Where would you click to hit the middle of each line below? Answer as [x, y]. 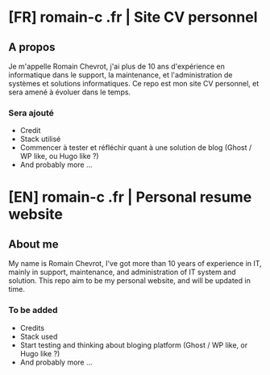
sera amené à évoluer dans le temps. [70, 92]
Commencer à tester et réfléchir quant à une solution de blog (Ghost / [136, 148]
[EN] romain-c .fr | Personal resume [130, 197]
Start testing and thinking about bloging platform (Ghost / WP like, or [134, 345]
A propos [32, 47]
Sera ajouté [31, 113]
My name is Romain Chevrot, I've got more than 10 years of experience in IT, [135, 264]
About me [33, 244]
